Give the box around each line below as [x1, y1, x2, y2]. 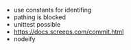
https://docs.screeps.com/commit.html [13, 27, 124, 36]
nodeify [13, 35, 36, 43]
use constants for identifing [13, 6, 92, 14]
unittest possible [13, 21, 61, 28]
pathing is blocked [13, 13, 67, 21]
